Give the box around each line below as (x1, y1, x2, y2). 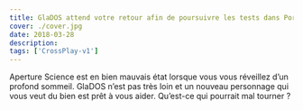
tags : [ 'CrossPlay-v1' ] (9, 47, 99, 56)
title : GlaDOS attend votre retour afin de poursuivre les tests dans (9, 13, 280, 23)
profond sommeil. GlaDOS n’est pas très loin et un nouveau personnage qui (9, 81, 289, 92)
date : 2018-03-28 (9, 30, 75, 39)
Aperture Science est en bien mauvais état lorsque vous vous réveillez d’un (9, 71, 289, 82)
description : (9, 38, 59, 48)
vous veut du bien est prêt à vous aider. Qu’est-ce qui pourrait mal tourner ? (9, 91, 291, 102)
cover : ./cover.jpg (9, 22, 83, 31)
